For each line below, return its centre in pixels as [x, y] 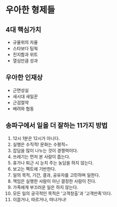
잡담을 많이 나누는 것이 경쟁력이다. [45, 150]
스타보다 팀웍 [25, 48]
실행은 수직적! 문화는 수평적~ [40, 144]
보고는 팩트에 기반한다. [34, 169]
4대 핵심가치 [23, 30]
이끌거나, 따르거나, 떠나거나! [39, 199]
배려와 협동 [23, 109]
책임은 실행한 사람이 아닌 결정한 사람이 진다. [55, 181]
